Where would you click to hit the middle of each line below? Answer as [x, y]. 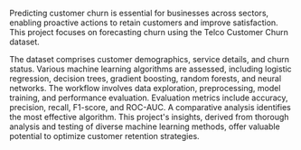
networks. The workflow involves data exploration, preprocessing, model [145, 88]
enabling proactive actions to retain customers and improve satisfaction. [144, 23]
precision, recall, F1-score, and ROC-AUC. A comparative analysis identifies [150, 107]
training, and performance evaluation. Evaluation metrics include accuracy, [149, 98]
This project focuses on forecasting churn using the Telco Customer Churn [149, 32]
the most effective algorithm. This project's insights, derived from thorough [149, 117]
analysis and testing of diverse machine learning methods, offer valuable [145, 127]
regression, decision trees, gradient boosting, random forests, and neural [146, 79]
